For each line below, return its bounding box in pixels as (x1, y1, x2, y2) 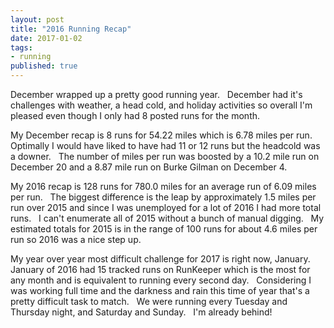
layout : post (10, 14, 65, 25)
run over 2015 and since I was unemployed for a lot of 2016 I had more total (10, 202, 322, 213)
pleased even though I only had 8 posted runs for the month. (10, 110, 261, 121)
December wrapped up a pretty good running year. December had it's (10, 89, 303, 100)
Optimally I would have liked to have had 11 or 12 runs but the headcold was (10, 140, 321, 151)
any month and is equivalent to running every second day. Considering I (10, 274, 312, 286)
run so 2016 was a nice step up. (10, 234, 142, 245)
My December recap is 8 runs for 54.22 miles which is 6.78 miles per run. (10, 129, 313, 141)
